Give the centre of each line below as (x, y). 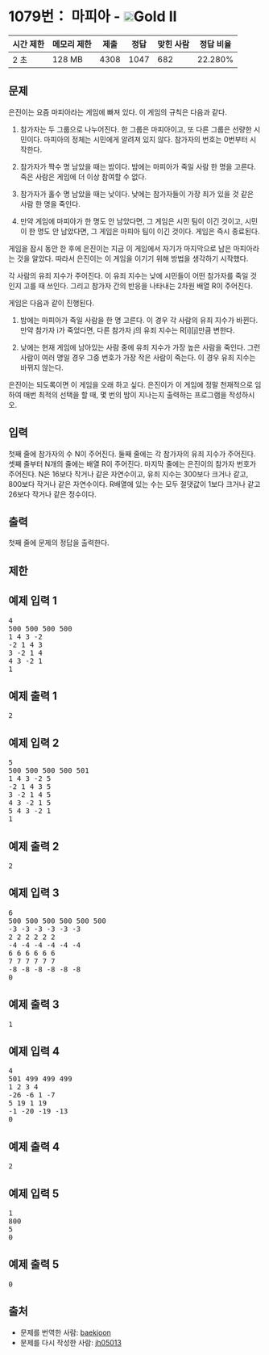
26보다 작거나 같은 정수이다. (52, 494)
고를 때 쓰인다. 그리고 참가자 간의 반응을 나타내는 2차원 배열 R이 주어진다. (138, 285)
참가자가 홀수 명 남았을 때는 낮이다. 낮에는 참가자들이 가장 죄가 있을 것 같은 (137, 194)
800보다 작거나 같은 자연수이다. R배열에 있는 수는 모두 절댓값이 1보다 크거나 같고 (134, 484)
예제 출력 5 (34, 1265)
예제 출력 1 (33, 696)
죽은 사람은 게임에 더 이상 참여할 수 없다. (83, 176)
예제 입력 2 (34, 743)
